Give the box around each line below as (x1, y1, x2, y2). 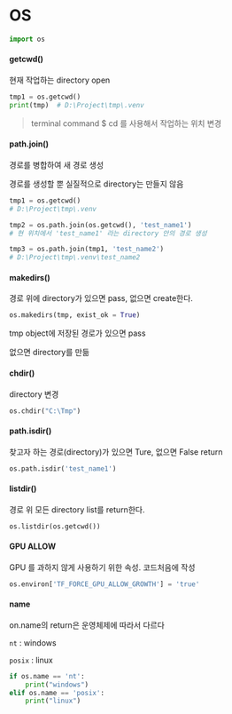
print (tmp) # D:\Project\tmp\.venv (9, 100, 144, 109)
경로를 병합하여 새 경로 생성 (9, 159, 104, 170)
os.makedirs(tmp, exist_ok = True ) (9, 311, 141, 320)
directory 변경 (9, 388, 59, 400)
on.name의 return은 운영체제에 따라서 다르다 (9, 619, 166, 631)
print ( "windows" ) (25, 680, 89, 689)
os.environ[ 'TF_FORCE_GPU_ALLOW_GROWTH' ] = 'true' (9, 579, 200, 589)
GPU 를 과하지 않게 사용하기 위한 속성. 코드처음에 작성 (9, 561, 196, 573)
